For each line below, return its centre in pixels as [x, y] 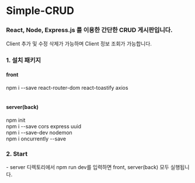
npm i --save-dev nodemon [39, 132]
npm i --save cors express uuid [44, 126]
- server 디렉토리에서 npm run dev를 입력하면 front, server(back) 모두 [88, 167]
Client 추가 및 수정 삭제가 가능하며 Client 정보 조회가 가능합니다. [79, 44]
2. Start [17, 154]
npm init [16, 120]
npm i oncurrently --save [36, 139]
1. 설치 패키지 [24, 61]
